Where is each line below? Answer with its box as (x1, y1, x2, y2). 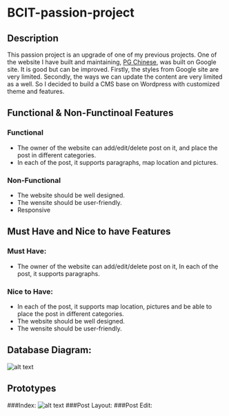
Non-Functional (7, 175, 61, 185)
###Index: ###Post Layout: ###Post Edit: (7, 401, 153, 409)
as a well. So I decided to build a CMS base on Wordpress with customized (7, 80, 220, 88)
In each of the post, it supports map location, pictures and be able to (17, 302, 212, 310)
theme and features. (7, 88, 65, 95)
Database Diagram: (7, 344, 92, 356)
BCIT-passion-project (7, 5, 135, 21)
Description (7, 32, 59, 44)
